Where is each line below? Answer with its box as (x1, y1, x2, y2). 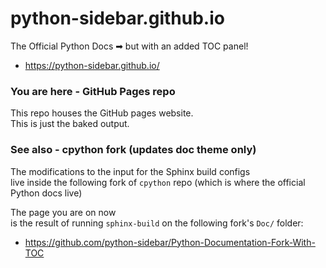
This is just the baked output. (10, 118, 130, 130)
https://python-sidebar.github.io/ (24, 59, 160, 71)
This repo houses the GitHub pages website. (10, 107, 194, 119)
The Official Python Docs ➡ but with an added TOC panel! (10, 40, 249, 52)
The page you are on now (10, 206, 117, 218)
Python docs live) (10, 187, 83, 199)
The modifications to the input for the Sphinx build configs (10, 165, 251, 177)
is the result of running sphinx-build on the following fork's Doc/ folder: (10, 217, 304, 229)
